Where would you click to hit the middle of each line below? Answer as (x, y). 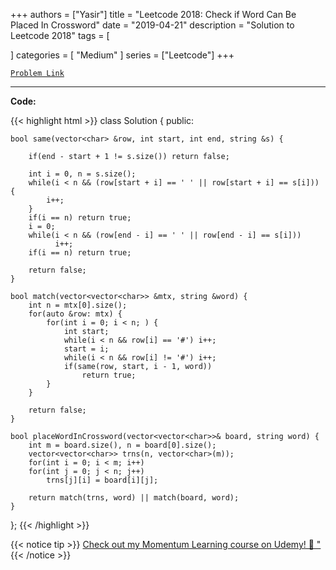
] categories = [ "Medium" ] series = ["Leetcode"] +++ (122, 55)
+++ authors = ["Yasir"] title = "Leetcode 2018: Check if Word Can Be (153, 14)
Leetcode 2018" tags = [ (60, 35)
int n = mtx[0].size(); (78, 305)
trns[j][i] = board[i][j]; (102, 480)
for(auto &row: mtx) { (75, 314)
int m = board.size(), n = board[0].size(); (122, 445)
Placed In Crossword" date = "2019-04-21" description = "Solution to (152, 25)
